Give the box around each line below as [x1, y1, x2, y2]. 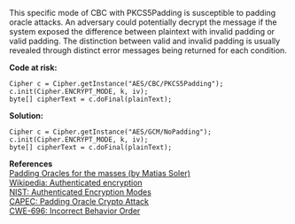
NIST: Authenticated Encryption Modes [9, 187, 152, 197]
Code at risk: [9, 62, 58, 73]
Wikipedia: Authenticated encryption [9, 177, 144, 188]
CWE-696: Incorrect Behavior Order [9, 205, 141, 216]
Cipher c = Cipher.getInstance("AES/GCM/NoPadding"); [9, 127, 213, 136]
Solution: [9, 111, 44, 120]
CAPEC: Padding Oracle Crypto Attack [9, 197, 149, 206]
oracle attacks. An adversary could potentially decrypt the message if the [9, 17, 277, 27]
